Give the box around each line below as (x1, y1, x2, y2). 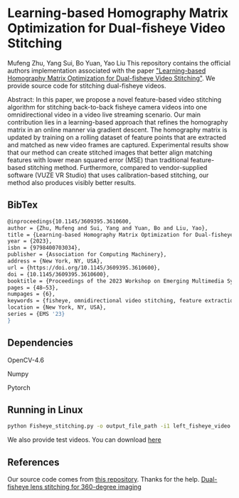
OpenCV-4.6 (7, 356, 45, 364)
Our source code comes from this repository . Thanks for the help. (7, 475, 200, 484)
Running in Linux (7, 403, 83, 415)
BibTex (7, 199, 38, 211)
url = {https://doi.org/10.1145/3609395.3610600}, (7, 264, 161, 271)
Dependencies (7, 337, 73, 349)
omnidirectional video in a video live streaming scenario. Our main (7, 110, 201, 119)
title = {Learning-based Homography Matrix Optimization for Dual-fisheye (7, 231, 234, 238)
